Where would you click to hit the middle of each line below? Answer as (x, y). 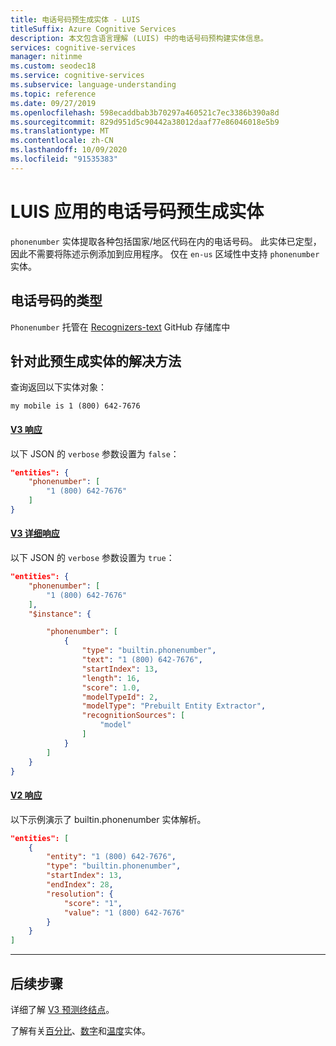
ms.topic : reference (53, 94)
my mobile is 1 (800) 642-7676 (75, 406)
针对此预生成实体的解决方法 (96, 361)
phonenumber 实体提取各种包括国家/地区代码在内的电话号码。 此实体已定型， (166, 241)
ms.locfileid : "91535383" (64, 159)
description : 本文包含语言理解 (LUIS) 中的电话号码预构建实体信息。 (139, 38)
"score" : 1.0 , (111, 687)
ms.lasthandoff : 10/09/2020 (69, 150)
